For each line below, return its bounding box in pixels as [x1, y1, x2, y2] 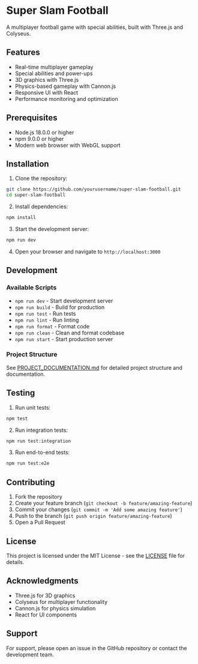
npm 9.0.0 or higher [14, 135, 64, 142]
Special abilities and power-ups [14, 70, 93, 77]
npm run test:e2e [6, 461, 50, 467]
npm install [6, 215, 36, 221]
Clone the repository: [14, 175, 68, 182]
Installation [6, 159, 49, 169]
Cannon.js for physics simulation [14, 604, 96, 612]
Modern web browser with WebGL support [14, 141, 121, 149]
